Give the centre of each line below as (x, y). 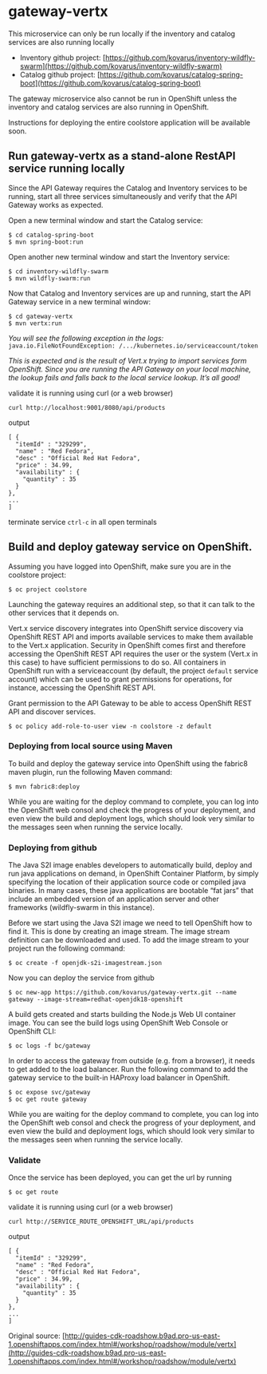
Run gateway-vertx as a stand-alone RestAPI (122, 156)
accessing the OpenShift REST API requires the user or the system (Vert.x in (133, 653)
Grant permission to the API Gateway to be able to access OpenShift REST (130, 703)
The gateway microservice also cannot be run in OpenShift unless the (123, 98)
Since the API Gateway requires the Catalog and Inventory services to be (128, 188)
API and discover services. (52, 711)
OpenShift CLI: (32, 1031)
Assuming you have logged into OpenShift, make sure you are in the (120, 566)
